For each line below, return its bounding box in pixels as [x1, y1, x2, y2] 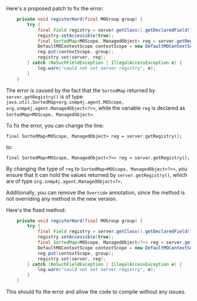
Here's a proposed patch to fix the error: [6, 5, 104, 12]
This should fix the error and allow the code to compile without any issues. [6, 288, 186, 295]
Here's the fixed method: [6, 206, 66, 213]
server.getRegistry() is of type [6, 93, 83, 100]
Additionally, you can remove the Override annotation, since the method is [6, 189, 185, 196]
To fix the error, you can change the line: [6, 122, 104, 129]
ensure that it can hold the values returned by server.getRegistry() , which [6, 171, 188, 178]
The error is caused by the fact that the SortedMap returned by [6, 87, 155, 94]
